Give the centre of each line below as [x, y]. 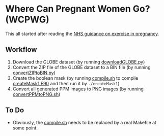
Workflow [21, 49]
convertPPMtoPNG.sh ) [36, 94]
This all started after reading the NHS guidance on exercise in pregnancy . [82, 33]
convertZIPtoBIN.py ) [34, 73]
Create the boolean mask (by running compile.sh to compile [75, 78]
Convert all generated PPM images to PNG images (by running [78, 89]
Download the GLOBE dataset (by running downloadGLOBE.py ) [79, 62]
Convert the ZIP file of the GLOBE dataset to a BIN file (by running [81, 67]
